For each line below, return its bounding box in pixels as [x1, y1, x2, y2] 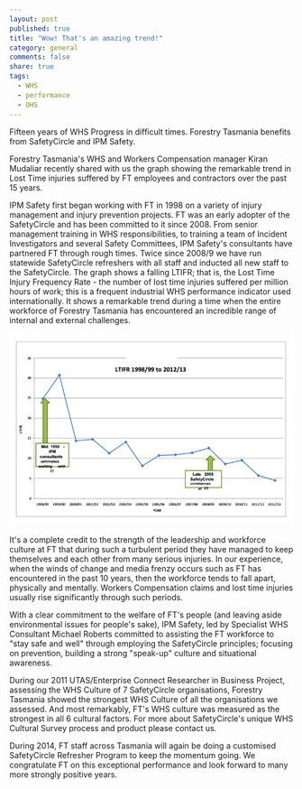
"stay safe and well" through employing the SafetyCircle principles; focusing [9, 638, 293, 649]
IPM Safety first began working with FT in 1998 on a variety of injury [9, 200, 262, 210]
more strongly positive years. [9, 769, 118, 780]
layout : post [9, 14, 59, 23]
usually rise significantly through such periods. [9, 592, 183, 603]
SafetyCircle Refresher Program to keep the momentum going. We [9, 750, 256, 761]
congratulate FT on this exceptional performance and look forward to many [9, 759, 288, 771]
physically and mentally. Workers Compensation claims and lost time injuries [9, 582, 294, 593]
